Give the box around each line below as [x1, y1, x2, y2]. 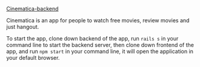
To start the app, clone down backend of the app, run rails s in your [6, 35, 179, 42]
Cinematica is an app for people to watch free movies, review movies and [6, 17, 190, 24]
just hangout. [6, 24, 39, 30]
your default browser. [6, 54, 60, 61]
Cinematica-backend [6, 5, 59, 12]
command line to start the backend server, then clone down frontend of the [6, 42, 194, 48]
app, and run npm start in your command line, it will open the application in [6, 48, 194, 55]
